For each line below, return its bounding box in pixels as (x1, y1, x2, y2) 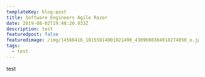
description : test (6, 25, 53, 32)
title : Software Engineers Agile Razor (6, 15, 108, 21)
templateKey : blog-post (6, 8, 67, 15)
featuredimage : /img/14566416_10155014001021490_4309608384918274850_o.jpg (6, 37, 203, 43)
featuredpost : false (6, 32, 59, 38)
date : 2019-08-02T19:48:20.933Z (6, 20, 88, 26)
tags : (6, 43, 20, 49)
